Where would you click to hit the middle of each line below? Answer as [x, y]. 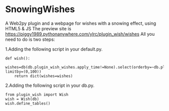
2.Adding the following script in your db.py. [50, 85]
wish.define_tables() [28, 103]
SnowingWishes [40, 9]
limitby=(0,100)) [23, 72]
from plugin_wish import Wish [37, 94]
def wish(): [18, 58]
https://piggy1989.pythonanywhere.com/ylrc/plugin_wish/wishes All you [80, 34]
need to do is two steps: [30, 39]
